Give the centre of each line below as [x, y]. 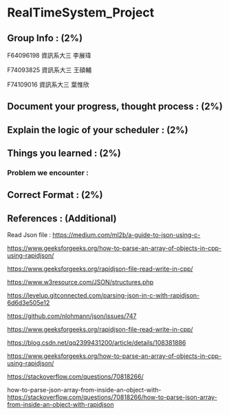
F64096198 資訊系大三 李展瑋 [49, 55]
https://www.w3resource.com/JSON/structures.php [80, 282]
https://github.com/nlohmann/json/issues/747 [72, 316]
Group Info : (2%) [45, 38]
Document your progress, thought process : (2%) [115, 107]
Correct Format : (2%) [55, 195]
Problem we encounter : [48, 173]
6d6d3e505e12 [29, 303]
